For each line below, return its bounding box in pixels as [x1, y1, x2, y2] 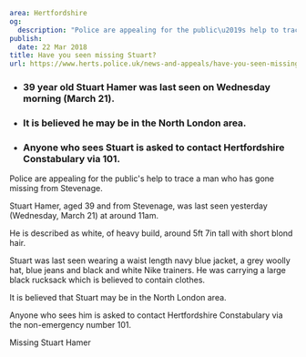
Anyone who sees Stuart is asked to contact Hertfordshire [22, 141, 285, 154]
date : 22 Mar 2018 [17, 42, 88, 52]
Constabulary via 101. [22, 152, 121, 165]
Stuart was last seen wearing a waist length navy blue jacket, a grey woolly [9, 255, 291, 266]
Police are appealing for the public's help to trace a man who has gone [9, 173, 275, 184]
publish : [9, 34, 43, 43]
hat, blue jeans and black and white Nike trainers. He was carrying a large [9, 265, 287, 276]
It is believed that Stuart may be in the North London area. [9, 292, 227, 303]
